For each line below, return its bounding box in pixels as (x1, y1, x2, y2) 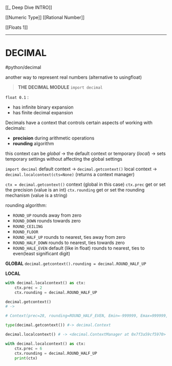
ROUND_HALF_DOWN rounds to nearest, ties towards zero (12, 239, 125, 246)
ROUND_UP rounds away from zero (12, 212, 82, 218)
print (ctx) (14, 355, 38, 361)
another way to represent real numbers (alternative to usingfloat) (5, 74, 142, 80)
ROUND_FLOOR (12, 229, 38, 235)
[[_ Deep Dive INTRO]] (5, 5, 52, 10)
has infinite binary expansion (12, 104, 74, 110)
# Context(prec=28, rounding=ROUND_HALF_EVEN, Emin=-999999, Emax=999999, (5, 313, 168, 319)
